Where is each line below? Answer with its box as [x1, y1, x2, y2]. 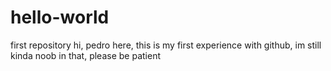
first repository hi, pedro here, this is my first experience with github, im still [10, 39, 322, 51]
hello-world [10, 6, 110, 29]
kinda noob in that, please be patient [10, 49, 161, 61]
